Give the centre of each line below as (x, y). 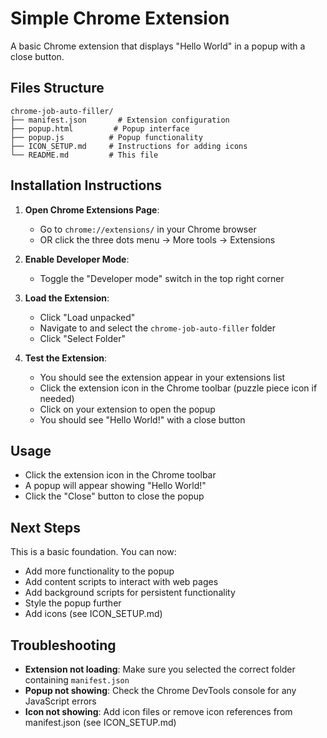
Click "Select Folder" (82, 338)
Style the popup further (73, 603)
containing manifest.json (77, 680)
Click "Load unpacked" (87, 317)
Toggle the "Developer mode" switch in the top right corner (162, 278)
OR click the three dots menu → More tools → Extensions (157, 239)
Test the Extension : (66, 358)
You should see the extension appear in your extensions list (162, 377)
